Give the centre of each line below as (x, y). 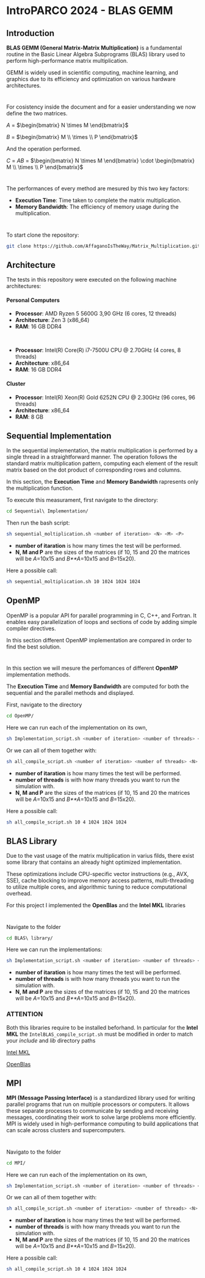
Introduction (31, 33)
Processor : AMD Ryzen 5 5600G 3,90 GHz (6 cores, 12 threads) (96, 314)
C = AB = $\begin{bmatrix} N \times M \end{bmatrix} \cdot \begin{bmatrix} (101, 161)
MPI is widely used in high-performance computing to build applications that (103, 1124)
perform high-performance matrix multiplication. (67, 61)
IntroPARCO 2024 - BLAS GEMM (90, 11)
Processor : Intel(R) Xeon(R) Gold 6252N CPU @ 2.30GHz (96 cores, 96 (105, 397)
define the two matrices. (37, 113)
